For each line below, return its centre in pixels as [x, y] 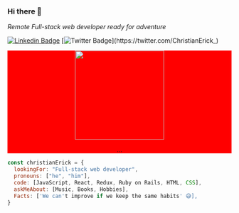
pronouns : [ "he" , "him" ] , [52, 176]
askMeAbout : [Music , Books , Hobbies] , [71, 189]
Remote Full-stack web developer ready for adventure [87, 27]
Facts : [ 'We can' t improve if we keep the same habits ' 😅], [106, 196]
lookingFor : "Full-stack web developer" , [76, 170]
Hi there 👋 [25, 11]
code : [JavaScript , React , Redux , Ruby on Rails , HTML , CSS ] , [108, 182]
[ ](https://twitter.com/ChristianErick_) [140, 41]
